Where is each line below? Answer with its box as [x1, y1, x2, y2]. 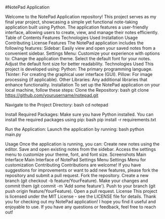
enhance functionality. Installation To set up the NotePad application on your [5, 82, 160, 88]
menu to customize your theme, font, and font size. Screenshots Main [5, 151, 147, 157]
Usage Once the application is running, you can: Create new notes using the [5, 141, 160, 147]
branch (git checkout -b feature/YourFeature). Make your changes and [5, 178, 148, 183]
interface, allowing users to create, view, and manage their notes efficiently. [5, 30, 159, 35]
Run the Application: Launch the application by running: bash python [5, 126, 144, 132]
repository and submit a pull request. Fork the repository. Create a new [5, 173, 149, 178]
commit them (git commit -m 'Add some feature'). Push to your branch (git [5, 183, 156, 189]
